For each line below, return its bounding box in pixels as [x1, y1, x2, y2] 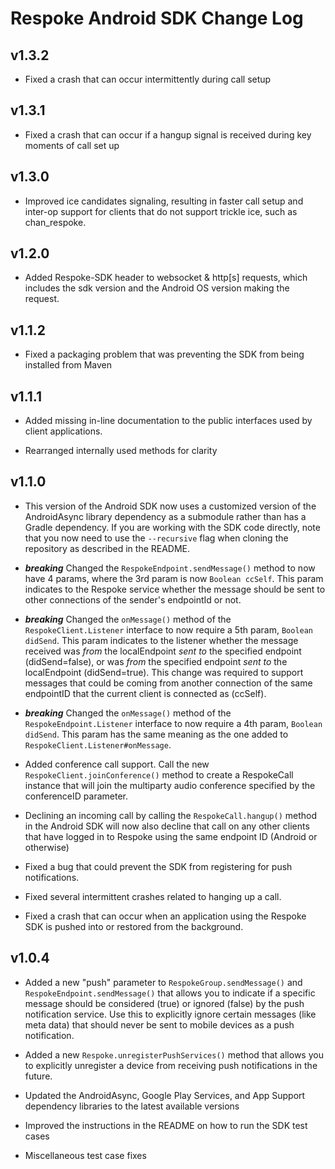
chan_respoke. [24, 216, 87, 228]
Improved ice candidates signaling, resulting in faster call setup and [24, 195, 304, 207]
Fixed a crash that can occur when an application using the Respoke [24, 910, 307, 922]
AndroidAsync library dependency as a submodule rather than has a [24, 510, 307, 522]
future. [24, 1070, 53, 1082]
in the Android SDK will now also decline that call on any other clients [24, 820, 310, 832]
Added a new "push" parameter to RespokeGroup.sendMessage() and [24, 976, 303, 988]
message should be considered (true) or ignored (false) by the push [24, 997, 305, 1009]
